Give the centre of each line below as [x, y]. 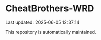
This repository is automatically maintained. [51, 32]
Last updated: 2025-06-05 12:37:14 [42, 22]
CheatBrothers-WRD [50, 9]
